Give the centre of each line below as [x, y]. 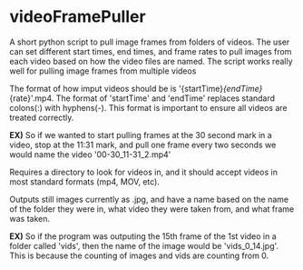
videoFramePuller [78, 17]
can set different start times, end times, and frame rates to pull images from [151, 51]
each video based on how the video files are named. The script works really [151, 61]
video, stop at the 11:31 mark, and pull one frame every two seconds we [143, 145]
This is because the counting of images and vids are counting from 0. [139, 255]
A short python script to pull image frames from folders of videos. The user [150, 42]
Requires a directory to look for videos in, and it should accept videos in [144, 172]
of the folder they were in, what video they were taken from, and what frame [152, 209]
